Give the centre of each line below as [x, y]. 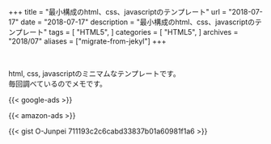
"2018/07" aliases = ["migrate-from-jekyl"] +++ [88, 41]
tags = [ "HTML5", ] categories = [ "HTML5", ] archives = [144, 32]
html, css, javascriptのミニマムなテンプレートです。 [94, 74]
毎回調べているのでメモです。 [58, 84]
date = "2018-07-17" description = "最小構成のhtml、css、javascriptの [138, 22]
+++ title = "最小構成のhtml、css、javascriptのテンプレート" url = [118, 12]
